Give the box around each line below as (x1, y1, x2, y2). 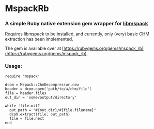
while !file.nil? (5, 103, 40, 108)
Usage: (5, 63, 23, 70)
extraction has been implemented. (5, 36, 74, 42)
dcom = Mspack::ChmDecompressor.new (5, 82, 79, 87)
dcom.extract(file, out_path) (9, 112, 70, 116)
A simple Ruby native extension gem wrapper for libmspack (5, 20, 149, 27)
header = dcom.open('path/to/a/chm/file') (5, 86, 92, 91)
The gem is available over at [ (5, 45, 64, 51)
